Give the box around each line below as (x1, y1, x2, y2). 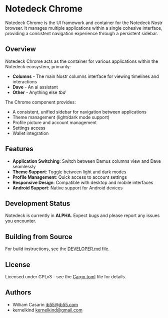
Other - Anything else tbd (12, 89, 66, 95)
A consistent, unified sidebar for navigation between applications (12, 109, 146, 115)
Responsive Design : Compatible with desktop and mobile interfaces (12, 179, 153, 185)
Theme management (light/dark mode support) (12, 114, 110, 120)
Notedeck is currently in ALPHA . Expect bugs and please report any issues (5, 213, 160, 219)
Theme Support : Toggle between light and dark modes (12, 169, 126, 175)
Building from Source (5, 232, 72, 241)
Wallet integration (12, 130, 49, 136)
